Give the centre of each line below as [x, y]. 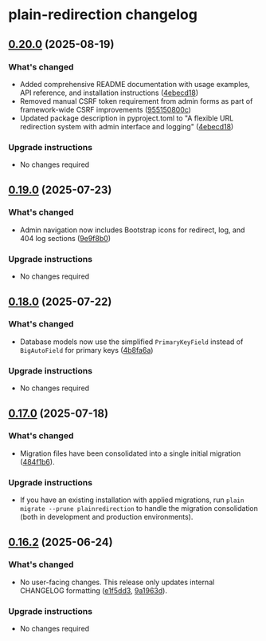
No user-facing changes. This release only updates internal [117, 582]
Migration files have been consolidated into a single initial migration [130, 453]
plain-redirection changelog [103, 15]
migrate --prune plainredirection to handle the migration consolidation [139, 508]
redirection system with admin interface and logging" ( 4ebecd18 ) [127, 126]
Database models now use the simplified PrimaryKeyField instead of [131, 342]
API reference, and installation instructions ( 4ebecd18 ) [109, 93]
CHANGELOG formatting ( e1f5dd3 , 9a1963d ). [93, 590]
